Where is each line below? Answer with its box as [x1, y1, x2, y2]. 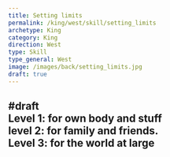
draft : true [8, 70, 47, 78]
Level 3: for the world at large [8, 136, 155, 150]
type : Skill [8, 48, 47, 56]
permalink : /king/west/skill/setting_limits [8, 19, 157, 27]
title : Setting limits [8, 11, 83, 20]
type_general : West [8, 56, 72, 64]
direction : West [8, 41, 61, 49]
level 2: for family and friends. [8, 124, 159, 138]
